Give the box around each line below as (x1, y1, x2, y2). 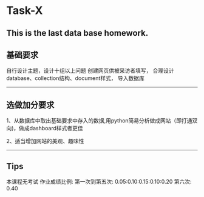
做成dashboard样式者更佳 (19, 125, 83, 132)
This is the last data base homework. (6, 28, 149, 38)
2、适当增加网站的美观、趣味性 (6, 138, 84, 145)
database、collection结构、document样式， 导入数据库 (6, 75, 144, 82)
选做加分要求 (6, 99, 55, 110)
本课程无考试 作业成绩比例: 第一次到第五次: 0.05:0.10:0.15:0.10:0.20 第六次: (6, 178, 192, 185)
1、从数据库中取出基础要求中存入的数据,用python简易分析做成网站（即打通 (6, 117, 192, 124)
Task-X (6, 4, 43, 18)
